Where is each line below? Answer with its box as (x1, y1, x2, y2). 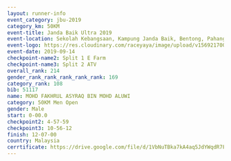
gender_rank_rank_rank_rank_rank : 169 (7, 73, 118, 81)
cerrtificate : (7, 144, 48, 151)
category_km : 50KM (7, 23, 60, 29)
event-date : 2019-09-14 (7, 49, 76, 55)
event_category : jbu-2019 (7, 16, 81, 23)
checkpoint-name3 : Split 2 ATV (7, 61, 97, 68)
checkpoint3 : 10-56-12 (7, 125, 72, 132)
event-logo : (7, 42, 41, 49)
